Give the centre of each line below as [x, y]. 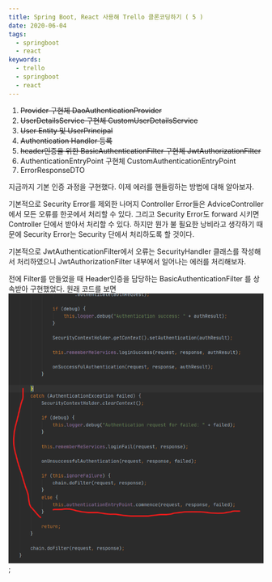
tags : [17, 34]
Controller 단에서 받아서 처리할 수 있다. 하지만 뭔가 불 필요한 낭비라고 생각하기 [132, 224]
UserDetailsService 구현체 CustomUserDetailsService [109, 120]
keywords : [25, 60]
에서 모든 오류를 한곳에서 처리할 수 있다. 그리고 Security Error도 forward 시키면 [134, 213]
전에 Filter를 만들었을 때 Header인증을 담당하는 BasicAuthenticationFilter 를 [130, 278]
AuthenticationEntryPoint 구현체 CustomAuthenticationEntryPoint [128, 161]
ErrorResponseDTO [52, 170]
